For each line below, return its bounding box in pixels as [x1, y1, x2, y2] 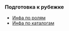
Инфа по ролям [12, 15, 46, 21]
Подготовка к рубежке [5, 3, 64, 10]
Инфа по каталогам [12, 20, 54, 26]
